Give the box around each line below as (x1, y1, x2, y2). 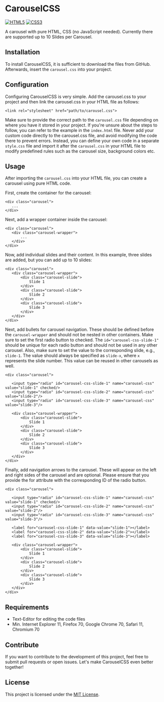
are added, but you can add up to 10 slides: (5, 257, 92, 263)
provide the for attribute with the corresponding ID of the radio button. (5, 477, 147, 483)
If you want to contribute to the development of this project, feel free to (5, 654, 148, 659)
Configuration (5, 80, 49, 89)
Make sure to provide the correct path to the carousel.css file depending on (5, 117, 158, 123)
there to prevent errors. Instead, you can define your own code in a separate (5, 138, 159, 144)
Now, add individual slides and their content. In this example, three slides (5, 252, 152, 258)
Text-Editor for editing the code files (12, 616, 86, 622)
